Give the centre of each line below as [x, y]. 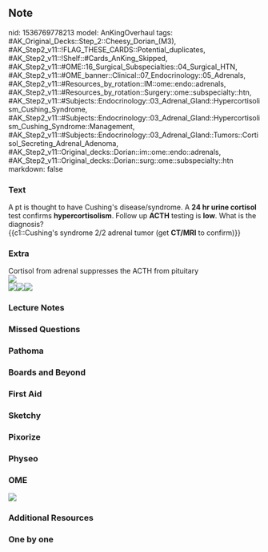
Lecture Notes [36, 308]
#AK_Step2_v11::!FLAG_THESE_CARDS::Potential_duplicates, [107, 49]
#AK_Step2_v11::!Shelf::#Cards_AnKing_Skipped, [88, 58]
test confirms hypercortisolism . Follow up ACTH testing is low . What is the [132, 216]
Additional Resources [51, 518]
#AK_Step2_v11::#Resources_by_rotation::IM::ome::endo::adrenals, [117, 83]
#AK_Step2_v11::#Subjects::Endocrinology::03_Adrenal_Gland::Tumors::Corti [133, 135]
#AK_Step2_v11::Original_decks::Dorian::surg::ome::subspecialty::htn [121, 160]
